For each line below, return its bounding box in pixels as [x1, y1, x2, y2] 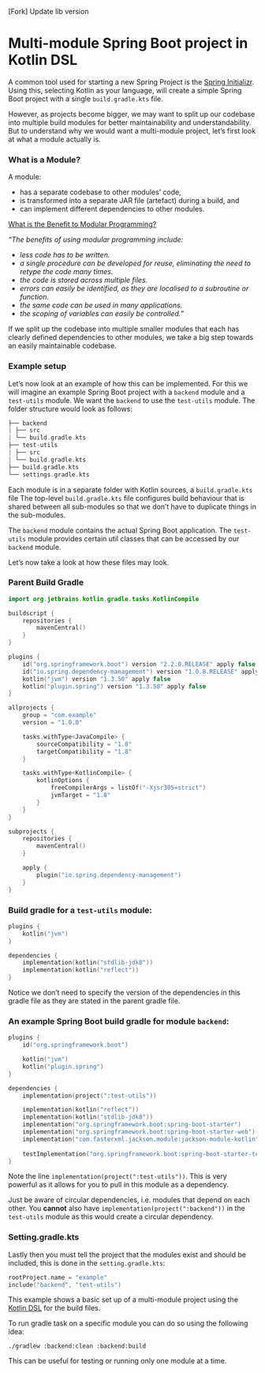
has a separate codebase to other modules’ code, [19, 187, 181, 197]
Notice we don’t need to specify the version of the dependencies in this [8, 987, 241, 997]
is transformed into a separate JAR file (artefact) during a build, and [19, 196, 240, 205]
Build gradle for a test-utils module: [8, 905, 152, 916]
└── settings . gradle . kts [8, 470, 90, 479]
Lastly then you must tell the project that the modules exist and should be [8, 1250, 247, 1259]
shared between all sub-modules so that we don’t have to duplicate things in [8, 502, 256, 511]
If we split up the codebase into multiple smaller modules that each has [8, 324, 240, 334]
